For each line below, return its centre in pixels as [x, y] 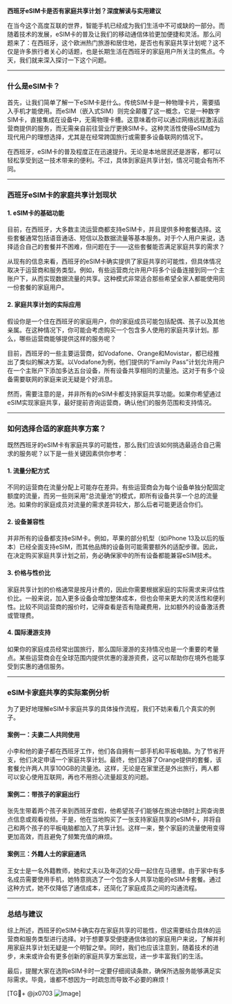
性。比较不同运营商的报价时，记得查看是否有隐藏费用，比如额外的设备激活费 [116, 607]
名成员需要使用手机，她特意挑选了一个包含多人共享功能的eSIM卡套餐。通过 [114, 879]
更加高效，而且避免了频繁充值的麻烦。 [61, 837]
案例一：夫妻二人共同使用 [43, 735]
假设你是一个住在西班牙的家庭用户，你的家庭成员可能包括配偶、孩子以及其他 [116, 321]
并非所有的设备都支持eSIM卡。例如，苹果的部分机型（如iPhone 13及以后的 [113, 538]
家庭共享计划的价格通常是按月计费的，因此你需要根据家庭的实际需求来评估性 [116, 589]
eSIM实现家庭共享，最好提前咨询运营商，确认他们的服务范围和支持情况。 [111, 402]
